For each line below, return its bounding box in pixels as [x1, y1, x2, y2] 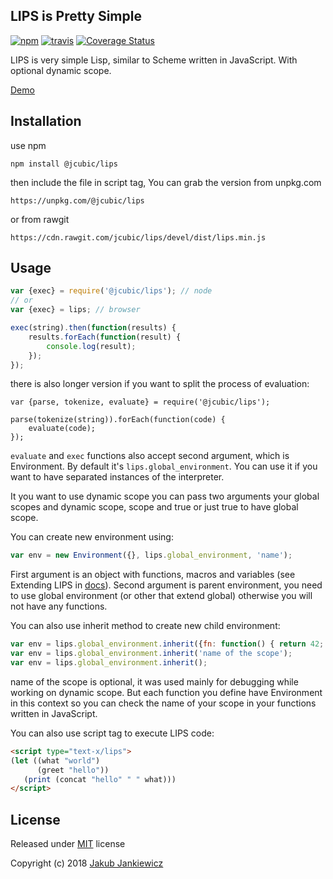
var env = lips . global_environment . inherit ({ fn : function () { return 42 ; [10, 639, 325, 649]
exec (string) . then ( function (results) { [10, 323, 177, 333]
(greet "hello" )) [36, 765, 110, 775]
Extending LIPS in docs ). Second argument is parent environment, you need [10, 579, 323, 591]
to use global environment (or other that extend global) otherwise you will [10, 590, 313, 602]
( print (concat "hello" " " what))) [23, 774, 177, 784]
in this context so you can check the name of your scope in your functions [10, 697, 317, 709]
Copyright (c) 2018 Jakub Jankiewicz [10, 857, 164, 869]
